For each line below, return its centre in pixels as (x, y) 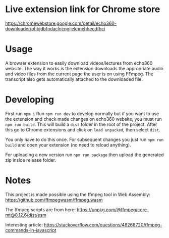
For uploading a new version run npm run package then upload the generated (84, 155)
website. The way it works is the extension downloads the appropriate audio (84, 68)
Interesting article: (24, 225)
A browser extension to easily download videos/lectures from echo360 (79, 63)
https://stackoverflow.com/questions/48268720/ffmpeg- (103, 225)
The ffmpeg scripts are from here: (40, 209)
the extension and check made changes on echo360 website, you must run (84, 119)
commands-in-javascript (31, 230)
